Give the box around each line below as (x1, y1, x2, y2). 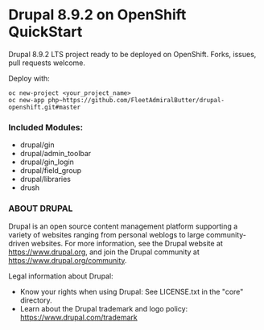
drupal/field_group (19, 166, 82, 175)
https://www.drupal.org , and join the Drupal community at (8, 247, 200, 257)
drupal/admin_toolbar (19, 149, 92, 159)
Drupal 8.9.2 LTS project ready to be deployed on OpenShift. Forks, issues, (8, 49, 257, 59)
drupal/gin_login (19, 157, 75, 167)
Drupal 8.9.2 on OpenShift (8, 6, 187, 24)
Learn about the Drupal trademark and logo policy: (19, 303, 188, 313)
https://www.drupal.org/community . (8, 255, 127, 265)
